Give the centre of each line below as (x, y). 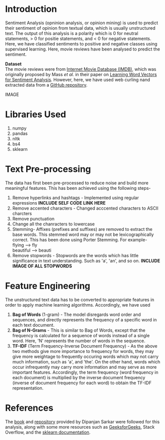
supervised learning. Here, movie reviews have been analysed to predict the (83, 49)
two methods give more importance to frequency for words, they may (83, 351)
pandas (20, 133)
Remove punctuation (33, 219)
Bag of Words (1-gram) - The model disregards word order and (77, 314)
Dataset (13, 64)
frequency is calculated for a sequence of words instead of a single (81, 335)
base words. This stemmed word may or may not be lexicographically (83, 234)
